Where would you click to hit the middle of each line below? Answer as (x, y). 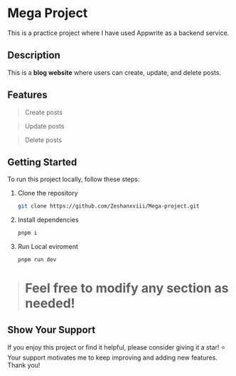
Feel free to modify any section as (127, 289)
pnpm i (27, 233)
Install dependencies (48, 220)
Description (34, 55)
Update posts (44, 126)
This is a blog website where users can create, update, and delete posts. (114, 72)
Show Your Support (52, 330)
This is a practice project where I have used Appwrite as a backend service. (118, 33)
